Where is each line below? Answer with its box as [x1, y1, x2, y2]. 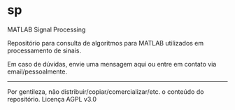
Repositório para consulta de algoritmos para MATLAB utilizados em [7, 39, 204, 47]
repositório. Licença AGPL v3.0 [7, 95, 97, 103]
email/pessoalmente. [7, 67, 68, 76]
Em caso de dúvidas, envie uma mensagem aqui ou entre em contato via [7, 60, 217, 68]
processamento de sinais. [7, 46, 82, 55]
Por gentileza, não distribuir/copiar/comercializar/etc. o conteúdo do [7, 87, 204, 96]
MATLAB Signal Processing [7, 25, 86, 34]
